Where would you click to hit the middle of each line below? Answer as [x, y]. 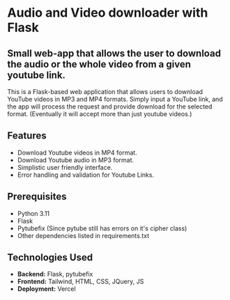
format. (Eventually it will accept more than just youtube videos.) [100, 114]
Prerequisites [37, 197]
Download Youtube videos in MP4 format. [77, 152]
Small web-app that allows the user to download [114, 53]
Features [27, 136]
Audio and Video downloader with [108, 13]
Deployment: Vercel [46, 289]
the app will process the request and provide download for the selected [110, 106]
